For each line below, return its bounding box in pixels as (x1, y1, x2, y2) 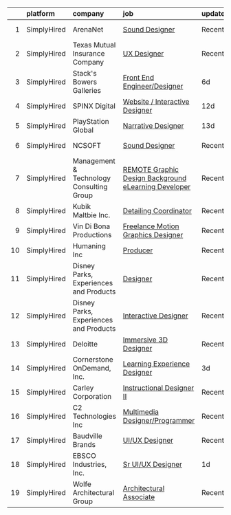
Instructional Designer (122, 383, 195, 393)
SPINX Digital (72, 101, 115, 111)
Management (72, 156, 115, 166)
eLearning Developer (122, 182, 191, 191)
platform (26, 9, 55, 18)
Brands (72, 440, 96, 449)
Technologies (72, 412, 117, 421)
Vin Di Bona (72, 221, 111, 231)
